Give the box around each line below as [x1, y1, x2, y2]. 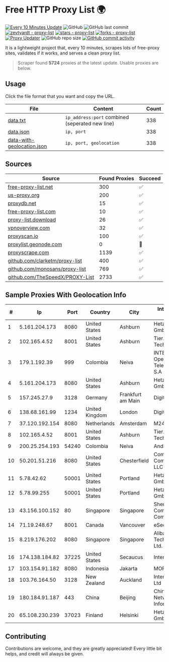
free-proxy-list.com [8, 208, 56, 215]
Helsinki [119, 612, 139, 619]
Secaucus [119, 554, 143, 561]
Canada [85, 522, 104, 529]
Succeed [139, 175, 161, 182]
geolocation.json [8, 142, 47, 149]
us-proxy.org [8, 191, 40, 198]
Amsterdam [119, 420, 147, 427]
